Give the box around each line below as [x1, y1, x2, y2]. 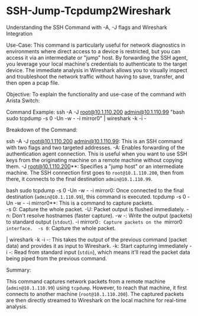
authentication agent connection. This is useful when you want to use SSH [6, 150, 187, 157]
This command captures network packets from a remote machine [6, 278, 165, 285]
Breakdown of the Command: [6, 126, 78, 133]
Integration [6, 30, 33, 37]
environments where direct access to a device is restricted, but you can [6, 47, 181, 54]
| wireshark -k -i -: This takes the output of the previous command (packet [6, 236, 187, 243]
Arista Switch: [6, 96, 40, 104]
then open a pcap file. [6, 79, 60, 86]
